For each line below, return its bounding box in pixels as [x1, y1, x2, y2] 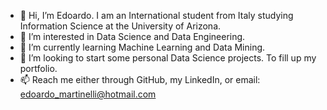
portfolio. [19, 63, 58, 74]
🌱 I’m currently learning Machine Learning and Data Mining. [19, 41, 266, 53]
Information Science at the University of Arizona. [19, 20, 222, 32]
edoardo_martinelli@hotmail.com [19, 88, 157, 100]
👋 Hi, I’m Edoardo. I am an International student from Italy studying [19, 10, 294, 21]
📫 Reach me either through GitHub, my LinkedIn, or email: [19, 74, 261, 85]
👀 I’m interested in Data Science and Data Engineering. [19, 31, 246, 42]
